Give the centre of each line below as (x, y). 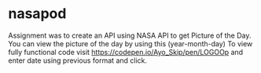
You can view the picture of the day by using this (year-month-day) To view (130, 43)
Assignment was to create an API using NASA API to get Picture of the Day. (130, 35)
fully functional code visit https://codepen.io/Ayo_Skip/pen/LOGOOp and (126, 52)
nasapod (37, 14)
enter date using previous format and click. (78, 60)
